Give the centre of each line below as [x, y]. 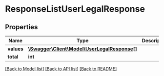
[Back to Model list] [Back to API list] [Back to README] [61, 69]
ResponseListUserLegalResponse [75, 9]
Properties [21, 27]
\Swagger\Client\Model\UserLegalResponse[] [83, 49]
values [15, 49]
